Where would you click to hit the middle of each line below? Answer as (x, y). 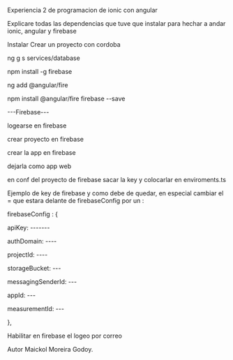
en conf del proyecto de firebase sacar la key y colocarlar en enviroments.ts (117, 180)
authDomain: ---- (32, 241)
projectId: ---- (28, 255)
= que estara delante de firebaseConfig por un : (76, 201)
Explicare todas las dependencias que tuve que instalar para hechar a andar (116, 23)
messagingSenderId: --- (42, 282)
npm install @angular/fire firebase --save (66, 98)
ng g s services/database (44, 58)
